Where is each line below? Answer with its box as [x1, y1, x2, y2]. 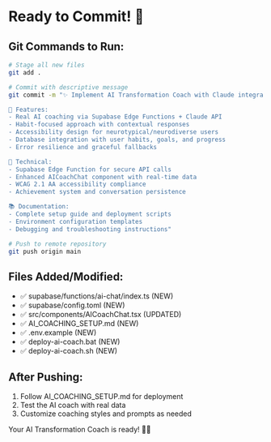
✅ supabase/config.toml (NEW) [19, 300, 125, 311]
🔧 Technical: [8, 157, 53, 165]
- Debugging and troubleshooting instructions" [8, 225, 172, 234]
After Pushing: [8, 370, 83, 384]
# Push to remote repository [8, 239, 107, 248]
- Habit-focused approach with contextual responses [8, 121, 190, 129]
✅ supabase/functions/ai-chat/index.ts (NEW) [19, 291, 174, 301]
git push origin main [8, 247, 82, 255]
